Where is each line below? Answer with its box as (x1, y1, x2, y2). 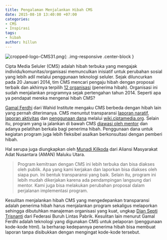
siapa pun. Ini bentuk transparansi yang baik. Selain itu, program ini (17, 172, 156, 178)
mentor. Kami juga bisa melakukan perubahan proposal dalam (17, 182, 145, 188)
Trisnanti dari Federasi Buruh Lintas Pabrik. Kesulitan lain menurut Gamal (5, 213, 155, 219)
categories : (5, 16, 30, 21)
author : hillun (5, 40, 37, 45)
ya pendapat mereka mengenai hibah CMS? (5, 95, 95, 101)
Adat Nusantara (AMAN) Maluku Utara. (5, 151, 85, 157)
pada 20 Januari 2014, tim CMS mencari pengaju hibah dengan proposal (5, 79, 155, 85)
